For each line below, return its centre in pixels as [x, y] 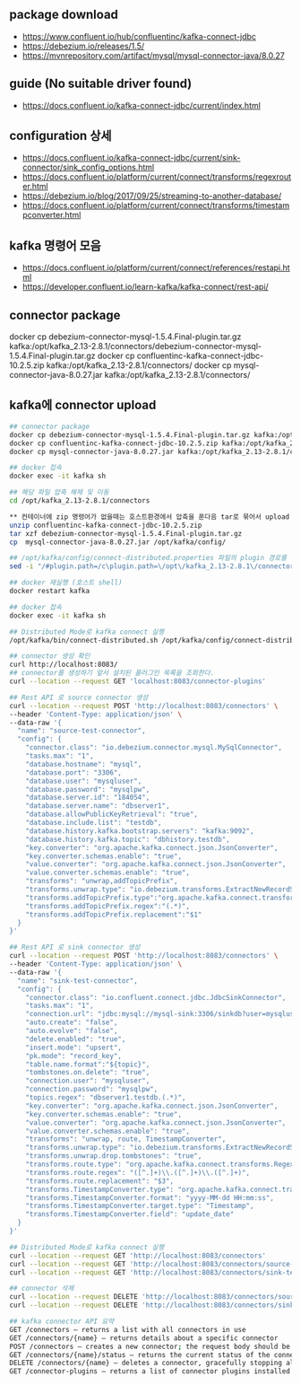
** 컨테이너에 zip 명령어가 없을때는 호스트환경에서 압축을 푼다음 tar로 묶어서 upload [150, 517]
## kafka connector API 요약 [62, 1321]
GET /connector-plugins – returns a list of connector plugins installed [150, 1372]
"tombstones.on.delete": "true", [88, 1073]
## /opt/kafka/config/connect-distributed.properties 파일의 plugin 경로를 [148, 558]
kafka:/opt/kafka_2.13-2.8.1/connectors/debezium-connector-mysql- [136, 346]
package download [64, 15]
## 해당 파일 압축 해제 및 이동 [59, 493]
